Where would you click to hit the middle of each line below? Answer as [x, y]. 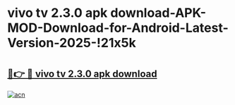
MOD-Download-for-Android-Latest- [118, 28]
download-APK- [158, 13]
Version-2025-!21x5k [72, 43]
